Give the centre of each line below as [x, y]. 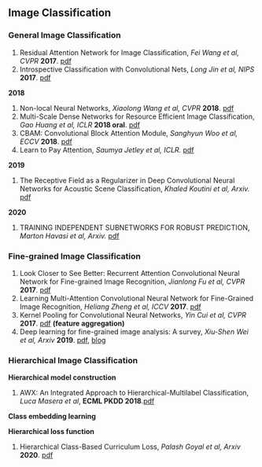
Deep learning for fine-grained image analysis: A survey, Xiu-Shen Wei [134, 331]
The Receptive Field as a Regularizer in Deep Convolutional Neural [127, 180]
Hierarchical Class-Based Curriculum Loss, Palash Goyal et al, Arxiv [130, 447]
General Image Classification [65, 35]
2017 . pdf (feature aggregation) [72, 323]
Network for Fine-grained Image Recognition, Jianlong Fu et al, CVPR [132, 281]
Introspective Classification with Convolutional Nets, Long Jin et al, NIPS [137, 69]
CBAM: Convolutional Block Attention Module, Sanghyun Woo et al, [129, 133]
